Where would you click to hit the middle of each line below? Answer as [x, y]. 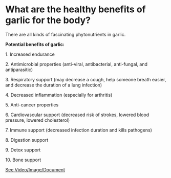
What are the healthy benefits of [76, 9]
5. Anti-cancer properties [32, 105]
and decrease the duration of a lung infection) [54, 85]
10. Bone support [23, 160]
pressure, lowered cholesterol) [38, 120]
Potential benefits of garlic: [35, 44]
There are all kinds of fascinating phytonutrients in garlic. [66, 34]
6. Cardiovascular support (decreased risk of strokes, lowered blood [77, 115]
